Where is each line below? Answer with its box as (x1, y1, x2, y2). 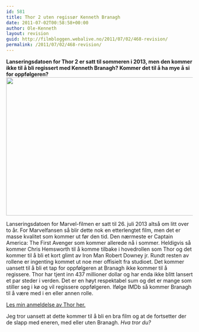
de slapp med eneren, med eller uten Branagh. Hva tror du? (6, 318, 151, 326)
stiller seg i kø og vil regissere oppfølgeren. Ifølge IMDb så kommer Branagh (6, 283, 191, 290)
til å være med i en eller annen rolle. (6, 289, 94, 296)
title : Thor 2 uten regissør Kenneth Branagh (6, 14, 120, 20)
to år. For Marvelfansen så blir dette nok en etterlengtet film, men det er (6, 226, 181, 234)
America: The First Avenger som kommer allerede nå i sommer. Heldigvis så (6, 239, 191, 246)
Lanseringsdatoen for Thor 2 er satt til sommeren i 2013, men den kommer (6, 58, 192, 65)
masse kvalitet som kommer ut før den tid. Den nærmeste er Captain (6, 232, 174, 240)
